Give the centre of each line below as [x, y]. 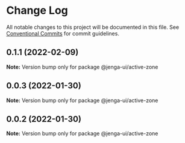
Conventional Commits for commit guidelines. [63, 33]
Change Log [37, 11]
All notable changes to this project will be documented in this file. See [93, 27]
